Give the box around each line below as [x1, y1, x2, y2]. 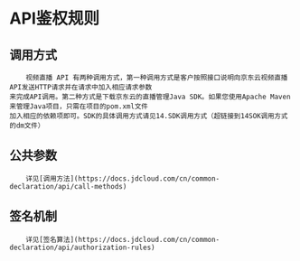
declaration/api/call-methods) [9, 182, 127, 191]
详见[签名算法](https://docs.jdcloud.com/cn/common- [25, 235, 220, 244]
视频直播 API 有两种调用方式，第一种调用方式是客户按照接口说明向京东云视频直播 [25, 73, 288, 82]
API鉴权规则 [9, 8, 99, 29]
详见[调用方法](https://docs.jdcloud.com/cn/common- [25, 173, 220, 183]
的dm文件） [9, 121, 45, 130]
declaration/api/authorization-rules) [9, 243, 155, 252]
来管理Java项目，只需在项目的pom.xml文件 [9, 102, 149, 111]
